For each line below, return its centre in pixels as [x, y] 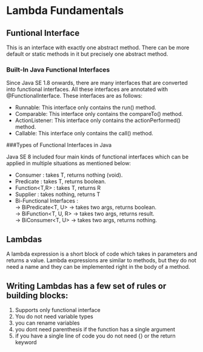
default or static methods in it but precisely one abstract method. [87, 54]
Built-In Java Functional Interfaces [58, 69]
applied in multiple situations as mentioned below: [69, 163]
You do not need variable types [54, 316]
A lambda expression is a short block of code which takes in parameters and [102, 254]
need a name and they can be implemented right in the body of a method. [98, 267]
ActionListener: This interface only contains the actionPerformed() [98, 120]
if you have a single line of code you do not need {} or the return [95, 336]
